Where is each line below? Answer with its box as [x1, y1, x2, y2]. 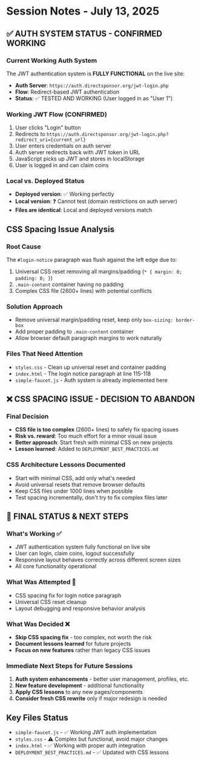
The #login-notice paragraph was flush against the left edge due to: [6, 256, 177, 264]
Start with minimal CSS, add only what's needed [15, 474, 136, 481]
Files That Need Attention [6, 349, 83, 358]
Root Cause [6, 242, 41, 250]
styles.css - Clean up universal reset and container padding [15, 363, 166, 371]
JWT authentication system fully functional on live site [15, 543, 151, 551]
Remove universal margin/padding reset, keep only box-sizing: [15, 316, 174, 323]
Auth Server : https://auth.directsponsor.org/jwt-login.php [15, 81, 169, 89]
